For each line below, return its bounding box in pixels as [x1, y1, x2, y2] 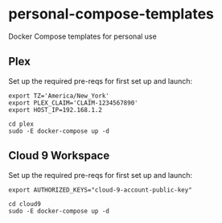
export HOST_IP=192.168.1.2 [8, 105, 103, 114]
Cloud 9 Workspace [8, 149, 110, 163]
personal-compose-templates [8, 5, 215, 23]
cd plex [8, 120, 35, 128]
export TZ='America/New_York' [8, 92, 110, 100]
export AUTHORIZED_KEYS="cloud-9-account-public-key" [8, 186, 193, 194]
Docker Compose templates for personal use [8, 31, 157, 41]
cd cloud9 [8, 200, 42, 208]
